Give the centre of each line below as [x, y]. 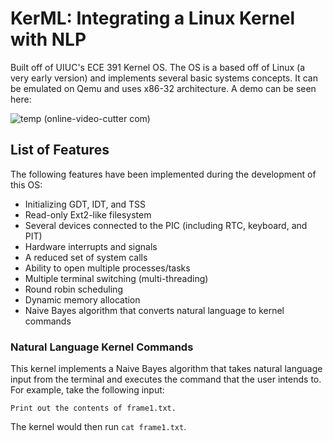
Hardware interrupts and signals [91, 246]
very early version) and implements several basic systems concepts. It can [164, 78]
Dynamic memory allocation [82, 299]
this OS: [26, 184]
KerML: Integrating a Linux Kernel [153, 18]
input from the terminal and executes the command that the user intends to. [166, 379]
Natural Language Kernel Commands [102, 347]
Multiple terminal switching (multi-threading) [116, 278]
